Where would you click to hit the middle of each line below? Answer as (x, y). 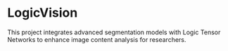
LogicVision (43, 13)
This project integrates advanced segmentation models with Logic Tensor (114, 32)
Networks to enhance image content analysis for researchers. (97, 39)
